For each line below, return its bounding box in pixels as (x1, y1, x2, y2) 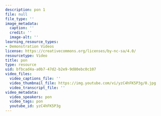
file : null (5, 12, 28, 17)
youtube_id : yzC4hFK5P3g (9, 104, 61, 109)
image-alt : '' (9, 35, 39, 40)
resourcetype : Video (5, 53, 48, 58)
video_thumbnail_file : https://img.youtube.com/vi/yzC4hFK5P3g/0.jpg (9, 80, 156, 85)
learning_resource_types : (5, 39, 58, 44)
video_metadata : (5, 90, 39, 95)
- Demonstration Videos (5, 44, 54, 49)
